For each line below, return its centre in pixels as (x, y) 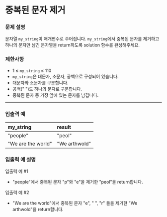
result (64, 127)
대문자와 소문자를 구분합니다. (40, 82)
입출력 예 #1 (17, 171)
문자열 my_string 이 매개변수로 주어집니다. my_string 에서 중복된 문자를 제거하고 (82, 39)
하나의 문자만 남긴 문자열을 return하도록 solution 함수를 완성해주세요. (73, 45)
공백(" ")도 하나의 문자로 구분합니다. (47, 89)
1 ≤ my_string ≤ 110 (32, 70)
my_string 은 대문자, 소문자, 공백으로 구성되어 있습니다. (65, 76)
